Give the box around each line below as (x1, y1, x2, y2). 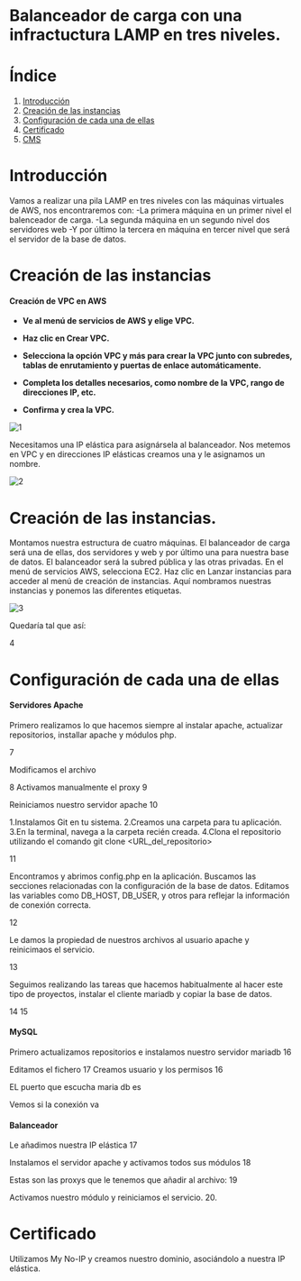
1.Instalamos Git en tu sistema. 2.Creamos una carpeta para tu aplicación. (9, 817, 282, 828)
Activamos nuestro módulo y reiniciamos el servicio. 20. (9, 1192, 218, 1203)
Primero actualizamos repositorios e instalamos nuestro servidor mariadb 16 (9, 1047, 292, 1057)
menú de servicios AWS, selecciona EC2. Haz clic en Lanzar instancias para (9, 566, 292, 577)
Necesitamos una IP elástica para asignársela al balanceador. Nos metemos (9, 439, 291, 451)
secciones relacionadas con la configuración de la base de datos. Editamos (9, 880, 290, 891)
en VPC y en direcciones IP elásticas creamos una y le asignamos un (9, 449, 266, 460)
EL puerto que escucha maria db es (9, 1081, 141, 1092)
